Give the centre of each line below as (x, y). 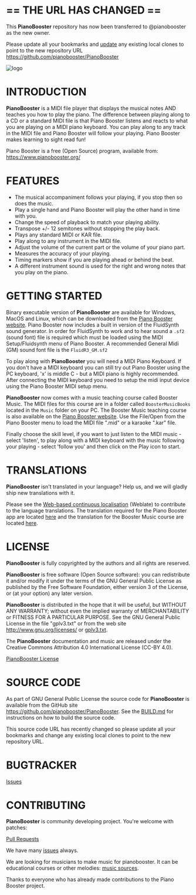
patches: (17, 828)
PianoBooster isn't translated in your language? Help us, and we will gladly (97, 487)
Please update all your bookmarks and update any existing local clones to (95, 44)
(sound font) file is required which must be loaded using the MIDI (85, 337)
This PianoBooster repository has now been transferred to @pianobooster (96, 26)
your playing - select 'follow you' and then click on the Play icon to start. (93, 446)
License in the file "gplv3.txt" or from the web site (66, 623)
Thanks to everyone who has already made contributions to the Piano (90, 880)
